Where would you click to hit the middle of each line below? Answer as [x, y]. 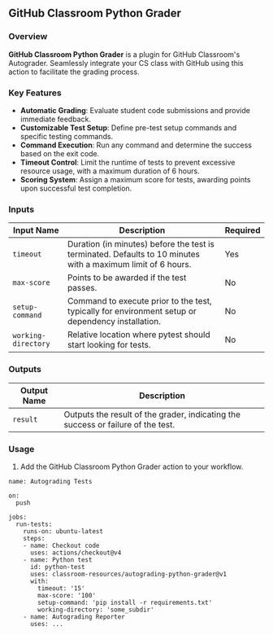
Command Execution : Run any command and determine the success [136, 145]
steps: [34, 538]
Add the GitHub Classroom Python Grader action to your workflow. [132, 466]
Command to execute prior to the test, [140, 301]
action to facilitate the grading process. [74, 72]
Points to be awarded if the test [127, 278]
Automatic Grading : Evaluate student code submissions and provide [135, 110]
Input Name [36, 230]
